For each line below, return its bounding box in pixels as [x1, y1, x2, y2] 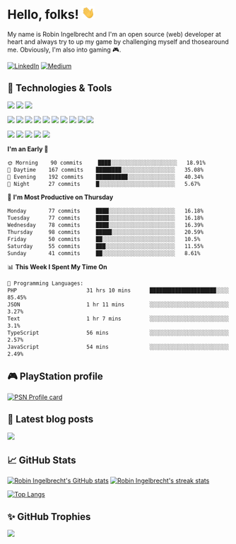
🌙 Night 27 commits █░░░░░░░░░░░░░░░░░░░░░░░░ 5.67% [7, 180, 201, 187]
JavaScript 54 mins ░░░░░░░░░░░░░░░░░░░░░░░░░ [7, 343, 230, 350]
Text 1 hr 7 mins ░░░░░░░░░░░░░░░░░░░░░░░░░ [7, 315, 230, 322]
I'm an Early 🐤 [7, 144, 49, 153]
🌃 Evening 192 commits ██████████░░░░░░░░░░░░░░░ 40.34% [7, 173, 203, 180]
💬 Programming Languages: [7, 280, 83, 287]
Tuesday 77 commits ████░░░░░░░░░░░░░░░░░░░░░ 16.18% [7, 214, 203, 221]
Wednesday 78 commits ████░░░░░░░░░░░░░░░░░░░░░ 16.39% [7, 221, 203, 228]
